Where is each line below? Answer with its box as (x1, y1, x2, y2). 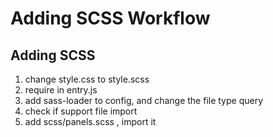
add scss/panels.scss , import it (24, 116, 157, 127)
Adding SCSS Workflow (10, 7, 211, 30)
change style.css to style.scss (24, 73, 150, 85)
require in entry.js (24, 84, 98, 96)
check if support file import (24, 105, 138, 117)
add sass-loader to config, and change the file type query (24, 95, 264, 106)
